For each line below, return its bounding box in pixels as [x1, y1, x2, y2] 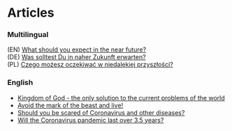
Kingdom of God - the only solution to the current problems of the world [17, 93, 225, 102]
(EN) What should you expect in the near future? [7, 45, 147, 54]
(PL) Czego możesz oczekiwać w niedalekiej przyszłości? [7, 61, 173, 69]
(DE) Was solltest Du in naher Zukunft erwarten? [7, 53, 146, 61]
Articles [7, 5, 55, 21]
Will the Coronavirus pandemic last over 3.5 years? [17, 116, 164, 124]
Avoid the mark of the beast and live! [17, 101, 124, 109]
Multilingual [7, 30, 49, 40]
